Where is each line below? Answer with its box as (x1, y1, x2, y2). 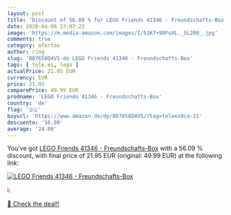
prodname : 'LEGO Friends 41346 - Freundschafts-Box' (7, 94, 163, 101)
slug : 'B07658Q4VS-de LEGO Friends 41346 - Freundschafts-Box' (7, 55, 194, 62)
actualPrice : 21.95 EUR (7, 68, 76, 74)
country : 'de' (7, 100, 48, 107)
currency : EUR (7, 74, 48, 81)
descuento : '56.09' (7, 119, 64, 126)
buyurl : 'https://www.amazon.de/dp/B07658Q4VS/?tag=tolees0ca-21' (7, 112, 203, 119)
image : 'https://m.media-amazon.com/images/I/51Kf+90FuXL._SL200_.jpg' (7, 29, 218, 37)
